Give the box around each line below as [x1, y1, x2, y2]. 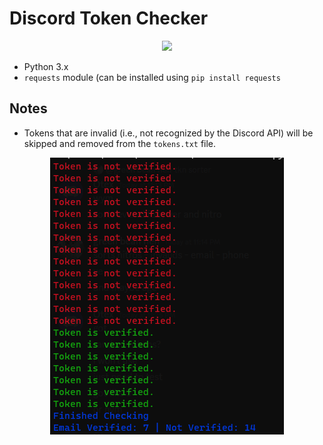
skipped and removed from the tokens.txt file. [23, 137, 217, 149]
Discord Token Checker [9, 7, 209, 30]
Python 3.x [23, 60, 69, 72]
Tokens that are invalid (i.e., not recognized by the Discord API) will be [23, 127, 314, 139]
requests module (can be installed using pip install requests [23, 71, 281, 83]
